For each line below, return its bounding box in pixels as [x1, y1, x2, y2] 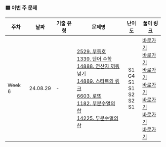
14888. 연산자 [77, 63, 110, 70]
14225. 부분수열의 [77, 115, 119, 122]
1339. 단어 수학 [77, 55, 112, 62]
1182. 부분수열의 [77, 100, 115, 107]
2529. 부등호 [77, 48, 106, 55]
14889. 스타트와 [77, 78, 114, 85]
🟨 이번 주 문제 [5, 4, 38, 11]
